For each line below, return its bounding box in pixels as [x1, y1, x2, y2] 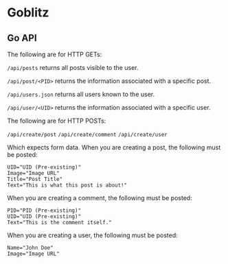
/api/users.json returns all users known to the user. [7, 91, 155, 98]
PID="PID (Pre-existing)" [7, 207, 81, 214]
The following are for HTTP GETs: [7, 50, 102, 58]
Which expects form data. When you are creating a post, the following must [7, 143, 221, 152]
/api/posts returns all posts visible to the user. [7, 64, 139, 71]
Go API [7, 32, 37, 44]
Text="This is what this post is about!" [7, 182, 128, 189]
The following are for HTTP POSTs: [7, 117, 106, 125]
